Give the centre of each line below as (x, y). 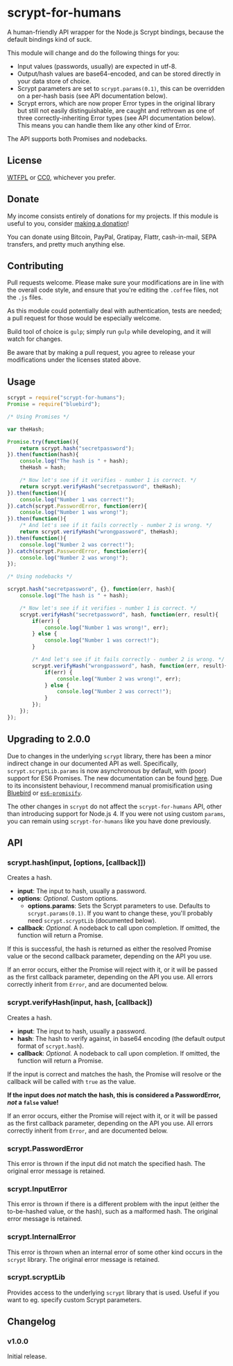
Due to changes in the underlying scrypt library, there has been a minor (109, 756)
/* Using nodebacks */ (40, 577)
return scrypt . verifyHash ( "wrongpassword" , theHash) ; (99, 532)
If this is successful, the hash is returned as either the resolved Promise (109, 949)
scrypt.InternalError (42, 1237)
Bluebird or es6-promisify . (45, 792)
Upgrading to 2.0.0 (49, 739)
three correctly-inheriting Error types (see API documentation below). (116, 118)
